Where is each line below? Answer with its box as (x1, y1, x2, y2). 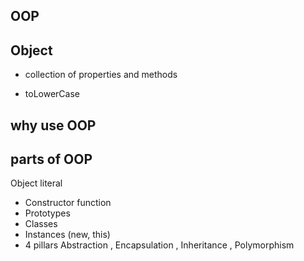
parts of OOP (10, 150, 93, 168)
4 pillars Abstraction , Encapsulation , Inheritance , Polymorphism (24, 239, 295, 251)
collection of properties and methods (24, 69, 178, 81)
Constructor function (24, 197, 112, 209)
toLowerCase (24, 88, 80, 100)
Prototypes (24, 207, 71, 219)
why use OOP (10, 117, 97, 134)
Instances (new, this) (24, 229, 111, 241)
